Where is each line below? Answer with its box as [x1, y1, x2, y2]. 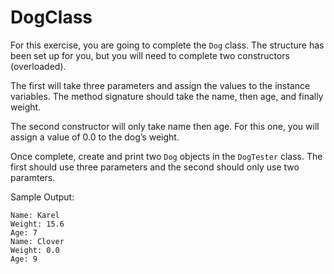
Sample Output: [10, 191, 75, 203]
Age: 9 [10, 254, 38, 264]
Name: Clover [10, 236, 65, 246]
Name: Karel [10, 210, 60, 220]
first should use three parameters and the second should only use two [10, 161, 300, 173]
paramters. [10, 171, 56, 183]
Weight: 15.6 [10, 219, 65, 229]
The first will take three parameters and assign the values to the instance [10, 79, 311, 91]
